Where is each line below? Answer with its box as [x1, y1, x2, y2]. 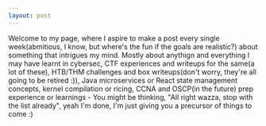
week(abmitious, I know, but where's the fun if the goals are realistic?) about [8, 41, 258, 52]
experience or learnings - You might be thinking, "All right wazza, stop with [8, 92, 253, 101]
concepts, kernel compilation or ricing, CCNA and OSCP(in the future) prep [8, 84, 254, 94]
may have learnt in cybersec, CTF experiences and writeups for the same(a [8, 59, 256, 68]
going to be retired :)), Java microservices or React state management [8, 75, 238, 85]
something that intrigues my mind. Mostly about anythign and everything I [8, 50, 250, 59]
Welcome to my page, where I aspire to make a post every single [8, 33, 220, 43]
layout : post [8, 11, 52, 20]
